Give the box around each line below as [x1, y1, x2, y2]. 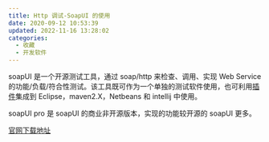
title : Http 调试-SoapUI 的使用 [8, 11, 111, 20]
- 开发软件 [15, 49, 47, 57]
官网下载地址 [8, 125, 51, 135]
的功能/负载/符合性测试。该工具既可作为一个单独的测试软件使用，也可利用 [8, 81, 253, 91]
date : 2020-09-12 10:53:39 [8, 19, 99, 27]
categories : [8, 34, 48, 42]
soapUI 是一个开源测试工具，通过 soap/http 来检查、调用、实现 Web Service [8, 72, 262, 81]
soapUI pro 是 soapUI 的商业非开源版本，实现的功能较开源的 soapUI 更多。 [8, 108, 257, 118]
